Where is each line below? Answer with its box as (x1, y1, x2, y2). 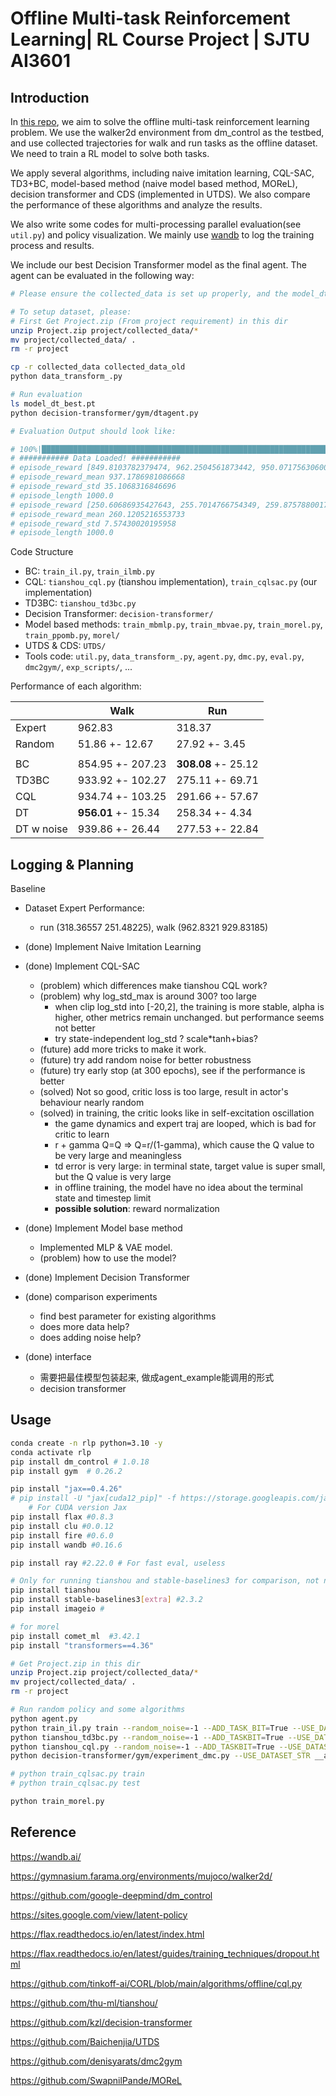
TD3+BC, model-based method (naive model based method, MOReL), (10, 178, 298, 189)
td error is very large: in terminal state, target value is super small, (54, 1160, 326, 1172)
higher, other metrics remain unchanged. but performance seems (54, 1012, 325, 1024)
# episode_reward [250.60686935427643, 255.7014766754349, (10, 500, 262, 510)
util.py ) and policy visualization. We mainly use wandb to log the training (10, 229, 315, 241)
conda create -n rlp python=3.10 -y (10, 1438, 163, 1448)
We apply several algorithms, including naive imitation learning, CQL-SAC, (10, 167, 315, 179)
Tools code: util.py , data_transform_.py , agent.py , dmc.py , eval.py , (24, 650, 305, 662)
